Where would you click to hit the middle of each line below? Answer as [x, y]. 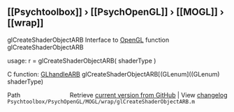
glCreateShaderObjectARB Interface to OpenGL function [88, 40]
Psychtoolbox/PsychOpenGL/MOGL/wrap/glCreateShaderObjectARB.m [101, 102]
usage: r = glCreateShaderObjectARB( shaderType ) [82, 61]
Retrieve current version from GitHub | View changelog [148, 95]
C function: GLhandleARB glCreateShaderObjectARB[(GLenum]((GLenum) [114, 74]
